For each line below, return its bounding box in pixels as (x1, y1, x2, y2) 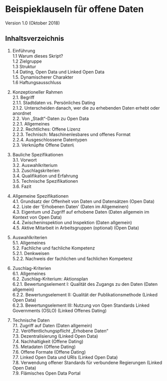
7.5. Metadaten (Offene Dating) (12, 344, 76, 350)
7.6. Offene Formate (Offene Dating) (12, 349, 86, 355)
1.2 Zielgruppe (12, 58, 42, 64)
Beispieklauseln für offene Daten (5, 3, 144, 15)
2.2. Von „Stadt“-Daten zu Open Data (12, 116, 89, 122)
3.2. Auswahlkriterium (12, 162, 58, 168)
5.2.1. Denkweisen (12, 250, 50, 256)
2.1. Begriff (12, 94, 35, 100)
